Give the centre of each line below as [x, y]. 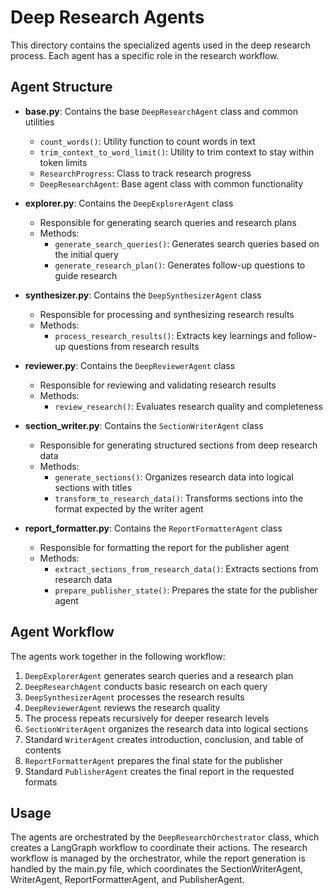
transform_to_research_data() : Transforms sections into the [179, 498]
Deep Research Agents [107, 17]
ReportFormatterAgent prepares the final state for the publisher [153, 760]
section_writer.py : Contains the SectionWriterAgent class [144, 425]
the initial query [86, 254]
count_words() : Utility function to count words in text [147, 141]
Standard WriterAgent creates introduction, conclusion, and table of [164, 739]
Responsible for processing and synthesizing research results [167, 314]
